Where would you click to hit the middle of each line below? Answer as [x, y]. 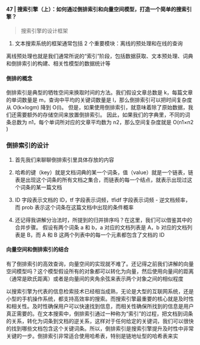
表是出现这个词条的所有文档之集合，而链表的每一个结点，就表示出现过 [101, 180]
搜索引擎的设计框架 [44, 31]
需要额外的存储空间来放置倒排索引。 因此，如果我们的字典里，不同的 [101, 115]
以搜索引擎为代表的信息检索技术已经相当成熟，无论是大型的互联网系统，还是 [100, 291]
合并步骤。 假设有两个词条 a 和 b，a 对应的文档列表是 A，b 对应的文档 [101, 227]
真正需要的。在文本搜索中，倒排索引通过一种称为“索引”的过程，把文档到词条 [100, 313]
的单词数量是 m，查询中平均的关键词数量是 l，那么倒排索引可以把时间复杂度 [99, 100]
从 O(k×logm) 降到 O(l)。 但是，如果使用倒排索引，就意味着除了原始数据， [97, 108]
